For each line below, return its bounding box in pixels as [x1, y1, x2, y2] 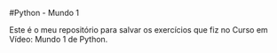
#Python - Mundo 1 [9, 8, 80, 18]
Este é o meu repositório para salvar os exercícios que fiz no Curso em [9, 25, 268, 34]
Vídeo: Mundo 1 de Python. [9, 34, 108, 44]
